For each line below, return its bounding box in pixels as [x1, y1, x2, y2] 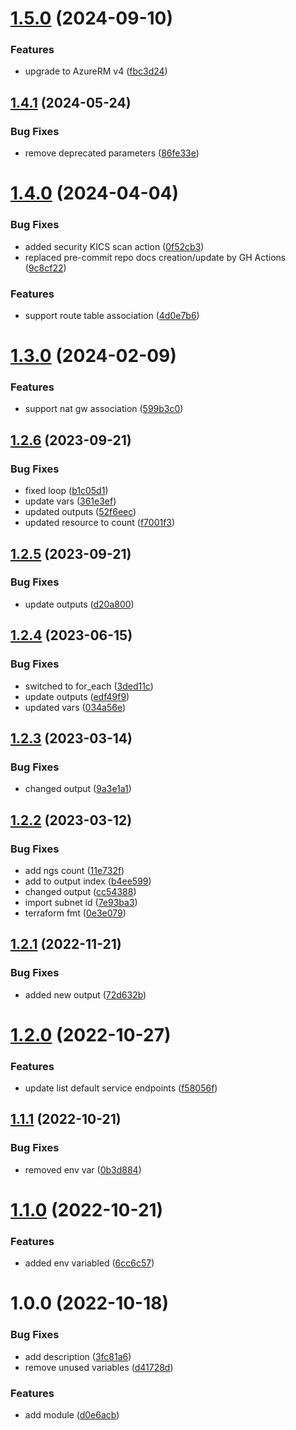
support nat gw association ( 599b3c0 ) [24, 403, 184, 415]
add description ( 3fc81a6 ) [24, 1350, 132, 1362]
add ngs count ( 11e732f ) [24, 864, 125, 876]
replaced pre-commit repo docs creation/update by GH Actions [24, 251, 287, 263]
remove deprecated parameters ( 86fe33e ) [24, 147, 200, 159]
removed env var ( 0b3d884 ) [24, 1163, 142, 1176]
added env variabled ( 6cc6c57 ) [24, 1257, 155, 1269]
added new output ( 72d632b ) [24, 988, 147, 1001]
